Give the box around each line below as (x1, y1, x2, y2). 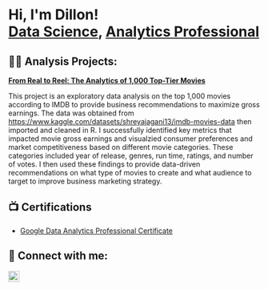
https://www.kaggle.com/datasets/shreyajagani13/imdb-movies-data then (8, 117, 252, 126)
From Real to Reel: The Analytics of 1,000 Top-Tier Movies (8, 76, 206, 85)
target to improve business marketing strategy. (8, 176, 162, 186)
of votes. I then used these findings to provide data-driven (8, 159, 201, 169)
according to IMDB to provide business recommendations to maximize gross (8, 100, 260, 109)
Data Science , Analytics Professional (8, 22, 260, 41)
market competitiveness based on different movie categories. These (8, 143, 234, 151)
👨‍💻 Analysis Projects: (8, 54, 118, 68)
